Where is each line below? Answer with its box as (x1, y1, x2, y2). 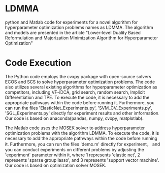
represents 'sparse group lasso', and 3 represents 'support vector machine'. (5, 157, 159, 163)
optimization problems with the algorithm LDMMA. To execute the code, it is (5, 130, 159, 136)
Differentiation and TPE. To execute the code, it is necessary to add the (5, 94, 150, 100)
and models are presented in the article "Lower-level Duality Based (5, 29, 141, 35)
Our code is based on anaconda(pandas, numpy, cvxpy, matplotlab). (5, 115, 144, 121)
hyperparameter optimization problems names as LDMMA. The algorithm (5, 24, 154, 30)
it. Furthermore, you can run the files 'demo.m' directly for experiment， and (5, 141, 160, 147)
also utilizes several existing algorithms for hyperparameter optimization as (5, 84, 158, 90)
